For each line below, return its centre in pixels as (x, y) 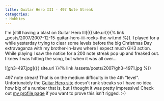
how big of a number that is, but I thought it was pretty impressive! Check (79, 88)
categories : (17, 14)
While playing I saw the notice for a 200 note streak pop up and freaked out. (82, 53)
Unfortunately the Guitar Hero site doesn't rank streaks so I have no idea (78, 83)
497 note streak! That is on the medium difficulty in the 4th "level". (72, 78)
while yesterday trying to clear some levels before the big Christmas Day (79, 43)
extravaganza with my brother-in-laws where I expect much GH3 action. (78, 48)
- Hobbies (15, 19)
